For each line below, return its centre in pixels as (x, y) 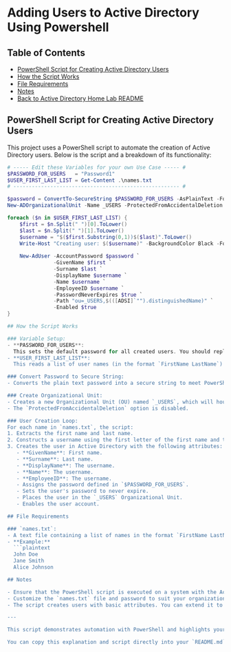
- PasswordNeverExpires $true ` (98, 295)
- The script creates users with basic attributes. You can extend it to (115, 605)
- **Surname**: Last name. (55, 459)
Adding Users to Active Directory (103, 13)
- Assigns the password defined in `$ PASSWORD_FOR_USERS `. (102, 485)
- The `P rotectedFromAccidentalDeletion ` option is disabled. (98, 408)
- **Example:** (29, 542)
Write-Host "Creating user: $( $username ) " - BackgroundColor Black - (120, 243)
